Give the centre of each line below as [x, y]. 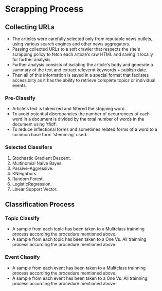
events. [19, 85]
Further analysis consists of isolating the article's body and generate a [82, 65]
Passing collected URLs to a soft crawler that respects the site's [76, 49]
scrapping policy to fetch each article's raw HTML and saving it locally [82, 54]
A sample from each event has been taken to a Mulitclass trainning [79, 268]
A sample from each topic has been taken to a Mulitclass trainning [78, 229]
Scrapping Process [44, 9]
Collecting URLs [30, 27]
